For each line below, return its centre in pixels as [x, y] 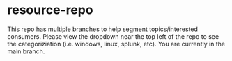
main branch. [26, 51]
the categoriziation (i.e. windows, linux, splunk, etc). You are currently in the [116, 44]
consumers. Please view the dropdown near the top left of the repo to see [113, 36]
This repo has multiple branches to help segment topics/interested [103, 29]
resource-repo [50, 10]
